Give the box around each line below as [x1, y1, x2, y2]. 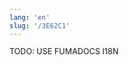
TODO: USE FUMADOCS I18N [9, 45, 119, 56]
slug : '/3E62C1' [9, 21, 70, 30]
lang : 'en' [9, 12, 50, 22]
